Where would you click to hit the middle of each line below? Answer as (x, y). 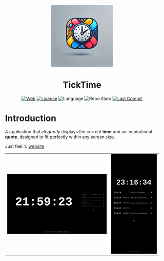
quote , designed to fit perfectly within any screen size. (60, 137)
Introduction (31, 118)
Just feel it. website (25, 146)
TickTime (82, 85)
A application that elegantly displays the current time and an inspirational (79, 132)
